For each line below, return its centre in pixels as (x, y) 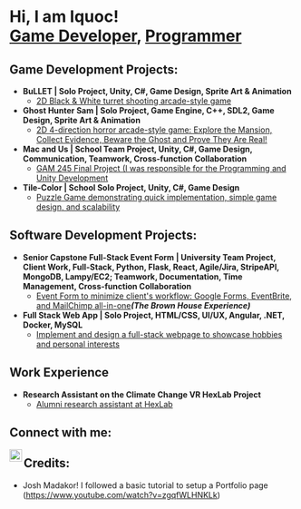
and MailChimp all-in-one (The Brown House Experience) (143, 305)
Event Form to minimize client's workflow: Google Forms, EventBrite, (164, 296)
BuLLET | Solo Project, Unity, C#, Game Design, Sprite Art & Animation (157, 91)
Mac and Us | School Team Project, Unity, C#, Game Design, (137, 149)
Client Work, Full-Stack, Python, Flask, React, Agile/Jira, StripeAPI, (150, 267)
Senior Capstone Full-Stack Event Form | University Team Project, (149, 257)
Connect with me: (61, 433)
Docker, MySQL (53, 325)
